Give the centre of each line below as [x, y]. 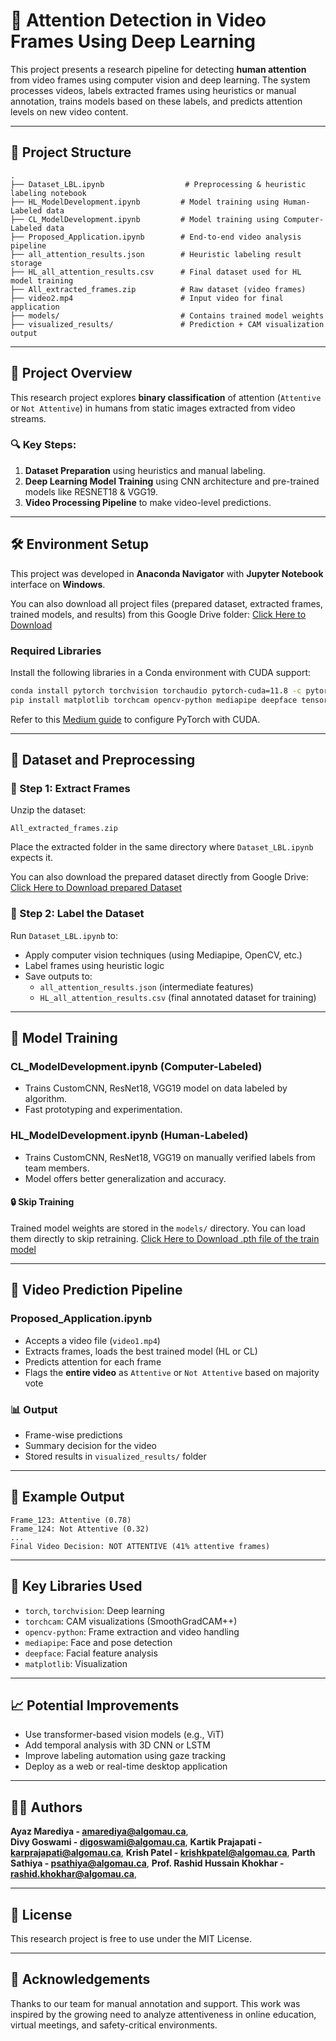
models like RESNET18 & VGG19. [91, 491]
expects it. [31, 858]
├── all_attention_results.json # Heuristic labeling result [156, 254]
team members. [57, 1168]
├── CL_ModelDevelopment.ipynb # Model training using [145, 219]
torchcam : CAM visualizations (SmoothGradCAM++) [131, 1621]
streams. [28, 418]
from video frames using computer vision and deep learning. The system [160, 80]
